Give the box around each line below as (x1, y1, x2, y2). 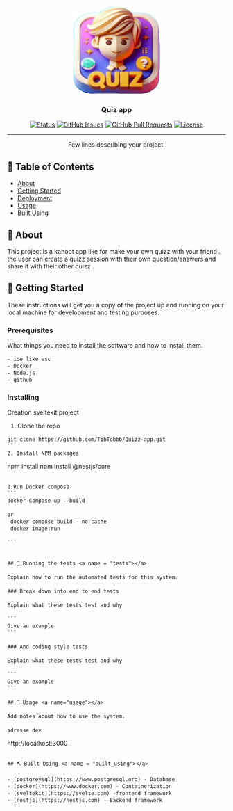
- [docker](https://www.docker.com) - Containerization (7, 783, 172, 790)
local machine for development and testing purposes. (7, 308, 160, 316)
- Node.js (7, 369, 36, 377)
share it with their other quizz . (7, 262, 95, 271)
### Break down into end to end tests (7, 588, 119, 595)
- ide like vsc (7, 355, 51, 363)
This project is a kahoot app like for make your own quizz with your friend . (7, 247, 221, 255)
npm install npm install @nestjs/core (7, 463, 111, 471)
